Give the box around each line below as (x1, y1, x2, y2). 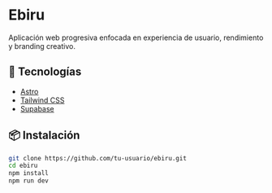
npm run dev (8, 177, 49, 185)
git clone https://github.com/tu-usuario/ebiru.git (8, 154, 187, 162)
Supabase (19, 103, 54, 113)
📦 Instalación (8, 129, 80, 143)
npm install (8, 169, 49, 178)
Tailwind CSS (19, 95, 65, 105)
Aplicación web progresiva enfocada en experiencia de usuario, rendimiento (8, 33, 264, 42)
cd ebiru (8, 161, 38, 170)
